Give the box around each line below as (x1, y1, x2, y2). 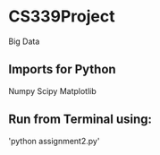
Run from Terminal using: (8, 112, 153, 127)
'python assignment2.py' (8, 135, 100, 146)
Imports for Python (8, 62, 117, 77)
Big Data (8, 36, 40, 47)
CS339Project (8, 6, 115, 27)
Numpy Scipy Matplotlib (8, 85, 97, 96)
